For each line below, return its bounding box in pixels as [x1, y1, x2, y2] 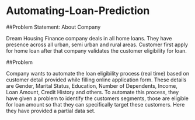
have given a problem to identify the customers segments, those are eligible [6, 95, 189, 102]
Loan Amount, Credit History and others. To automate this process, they [6, 88, 179, 95]
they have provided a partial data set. [6, 107, 96, 114]
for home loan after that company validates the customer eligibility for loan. [6, 47, 187, 54]
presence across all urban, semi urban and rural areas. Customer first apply [6, 41, 189, 48]
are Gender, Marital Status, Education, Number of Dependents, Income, [6, 82, 178, 89]
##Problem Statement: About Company [6, 23, 101, 30]
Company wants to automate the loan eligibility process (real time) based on [6, 70, 190, 77]
